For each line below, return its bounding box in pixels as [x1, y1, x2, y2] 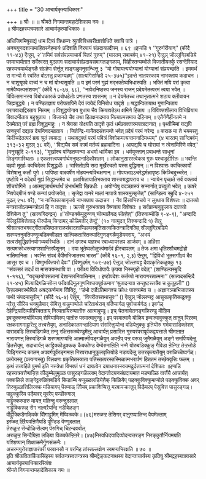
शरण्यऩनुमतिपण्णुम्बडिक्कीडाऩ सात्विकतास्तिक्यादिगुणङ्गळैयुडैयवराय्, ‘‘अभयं [6, 231, 150, 238]
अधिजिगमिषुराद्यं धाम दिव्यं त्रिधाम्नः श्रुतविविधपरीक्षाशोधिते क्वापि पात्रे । [6, 38, 138, 44]
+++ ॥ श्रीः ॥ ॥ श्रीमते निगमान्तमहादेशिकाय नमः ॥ [6, 18, 105, 25]
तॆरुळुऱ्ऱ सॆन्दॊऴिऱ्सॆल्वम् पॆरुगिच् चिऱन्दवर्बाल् [6, 425, 86, 432]
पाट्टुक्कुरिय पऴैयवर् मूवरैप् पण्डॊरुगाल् [6, 390, 75, 397]
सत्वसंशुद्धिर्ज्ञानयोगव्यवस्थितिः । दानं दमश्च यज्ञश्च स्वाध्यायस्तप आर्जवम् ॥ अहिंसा [6, 238, 161, 245]
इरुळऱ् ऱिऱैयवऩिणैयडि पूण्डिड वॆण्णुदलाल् [6, 418, 81, 425]
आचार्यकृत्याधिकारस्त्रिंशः [6, 459, 53, 467]
